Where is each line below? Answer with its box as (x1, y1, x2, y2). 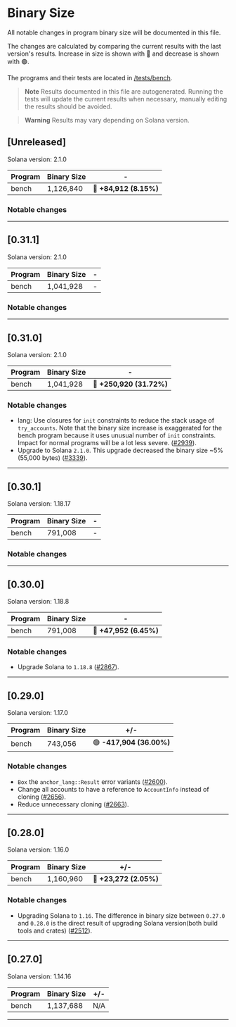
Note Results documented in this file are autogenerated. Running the (24, 87, 223, 96)
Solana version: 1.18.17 (7, 499, 72, 508)
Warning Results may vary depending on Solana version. (24, 116, 190, 124)
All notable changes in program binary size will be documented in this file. (7, 28, 221, 37)
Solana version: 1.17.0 (7, 709, 69, 717)
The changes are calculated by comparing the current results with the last (7, 42, 221, 50)
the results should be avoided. (24, 102, 112, 111)
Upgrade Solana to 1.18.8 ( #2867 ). (17, 663, 119, 671)
